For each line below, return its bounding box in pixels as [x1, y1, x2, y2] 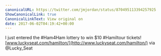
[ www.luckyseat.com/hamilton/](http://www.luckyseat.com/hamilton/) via [5, 40, 155, 46]
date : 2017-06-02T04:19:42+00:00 [5, 21, 74, 26]
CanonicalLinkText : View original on [5, 16, 83, 21]
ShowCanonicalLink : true [5, 12, 56, 17]
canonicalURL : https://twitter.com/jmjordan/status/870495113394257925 [5, 7, 156, 12]
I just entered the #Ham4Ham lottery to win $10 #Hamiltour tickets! [5, 35, 142, 41]
